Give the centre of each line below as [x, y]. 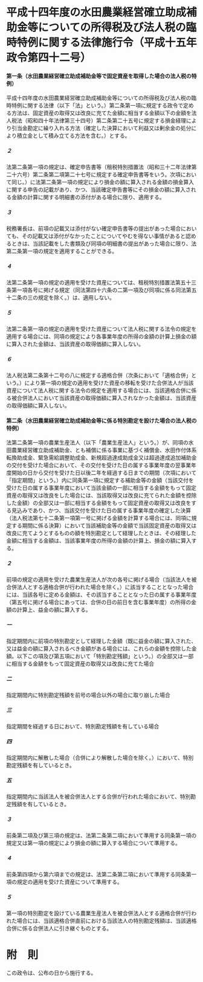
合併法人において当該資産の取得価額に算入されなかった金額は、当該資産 [107, 398]
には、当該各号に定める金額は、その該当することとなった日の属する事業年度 [101, 595]
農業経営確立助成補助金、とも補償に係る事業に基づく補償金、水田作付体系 [104, 450]
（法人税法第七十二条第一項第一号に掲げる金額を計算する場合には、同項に [99, 518]
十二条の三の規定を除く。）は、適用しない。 [60, 298]
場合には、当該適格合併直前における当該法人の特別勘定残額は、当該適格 [107, 921]
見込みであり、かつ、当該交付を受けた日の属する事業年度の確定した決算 [101, 510]
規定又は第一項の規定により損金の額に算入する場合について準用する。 [94, 843]
